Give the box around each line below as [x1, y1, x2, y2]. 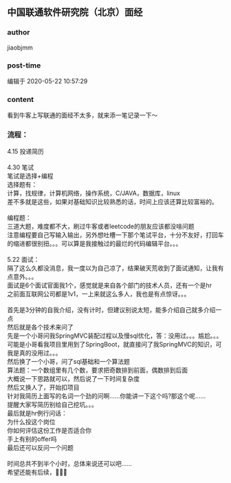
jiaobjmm [7, 43, 33, 52]
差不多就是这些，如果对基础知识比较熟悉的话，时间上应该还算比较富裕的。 [7, 197, 218, 205]
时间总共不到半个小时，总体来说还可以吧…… [7, 459, 133, 467]
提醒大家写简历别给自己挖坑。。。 [7, 400, 98, 409]
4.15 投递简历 [7, 147, 45, 155]
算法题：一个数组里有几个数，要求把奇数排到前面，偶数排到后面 [7, 366, 188, 374]
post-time [7, 61, 41, 70]
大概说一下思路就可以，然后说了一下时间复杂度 [7, 374, 140, 382]
